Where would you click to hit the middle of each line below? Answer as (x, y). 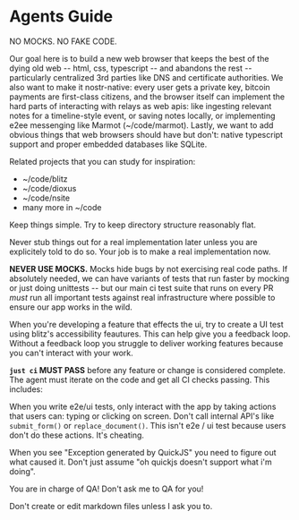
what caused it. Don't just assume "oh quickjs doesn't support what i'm (141, 462)
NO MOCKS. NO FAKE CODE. (64, 41)
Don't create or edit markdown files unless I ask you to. (111, 506)
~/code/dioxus (49, 188)
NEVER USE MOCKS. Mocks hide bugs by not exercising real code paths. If (149, 269)
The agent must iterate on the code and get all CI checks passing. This (140, 379)
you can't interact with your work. (72, 353)
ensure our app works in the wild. (71, 307)
